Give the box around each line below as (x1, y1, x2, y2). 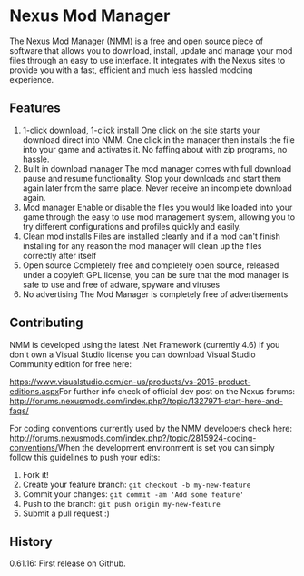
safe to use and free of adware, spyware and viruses (22, 279, 221, 290)
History (9, 533, 53, 550)
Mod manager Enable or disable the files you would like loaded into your (22, 202, 293, 213)
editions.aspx (9, 385, 60, 396)
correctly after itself (22, 250, 97, 261)
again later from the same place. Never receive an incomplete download (22, 183, 292, 194)
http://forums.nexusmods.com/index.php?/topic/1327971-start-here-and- (9, 395, 284, 406)
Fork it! (22, 469, 50, 480)
